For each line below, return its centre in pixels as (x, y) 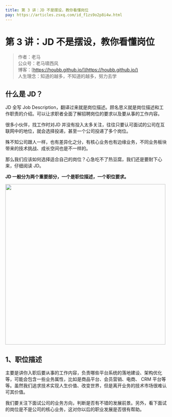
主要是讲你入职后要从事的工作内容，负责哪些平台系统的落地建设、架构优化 (84, 373)
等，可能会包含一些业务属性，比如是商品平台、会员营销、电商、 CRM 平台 (83, 379)
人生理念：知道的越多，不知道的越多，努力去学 (67, 76)
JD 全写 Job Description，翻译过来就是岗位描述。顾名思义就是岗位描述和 (82, 107)
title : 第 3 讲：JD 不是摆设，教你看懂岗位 (47, 10)
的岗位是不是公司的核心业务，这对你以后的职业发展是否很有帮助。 (75, 409)
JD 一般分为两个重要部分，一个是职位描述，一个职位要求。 (67, 177)
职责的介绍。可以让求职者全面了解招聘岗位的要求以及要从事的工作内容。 (86, 114)
